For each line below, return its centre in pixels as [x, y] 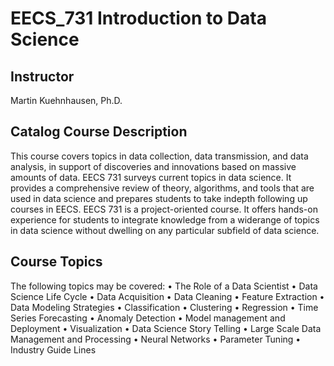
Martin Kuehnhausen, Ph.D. [66, 100]
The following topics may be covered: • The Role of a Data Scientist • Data [164, 286]
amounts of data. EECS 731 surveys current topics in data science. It [151, 177]
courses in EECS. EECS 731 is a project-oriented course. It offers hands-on [164, 209]
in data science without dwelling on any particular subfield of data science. [165, 230]
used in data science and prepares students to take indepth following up [159, 198]
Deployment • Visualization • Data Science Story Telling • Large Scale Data [166, 328]
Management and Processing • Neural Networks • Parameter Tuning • [156, 339]
